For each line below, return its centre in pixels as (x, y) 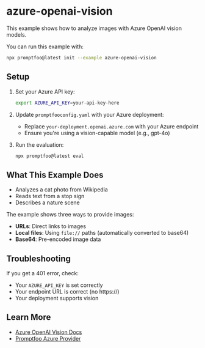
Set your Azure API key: (45, 91)
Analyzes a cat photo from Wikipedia (61, 190)
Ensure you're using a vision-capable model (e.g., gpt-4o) (97, 133)
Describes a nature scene (48, 202)
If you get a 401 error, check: (43, 273)
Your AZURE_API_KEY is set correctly (59, 285)
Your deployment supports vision (57, 298)
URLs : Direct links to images (51, 226)
